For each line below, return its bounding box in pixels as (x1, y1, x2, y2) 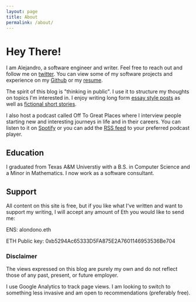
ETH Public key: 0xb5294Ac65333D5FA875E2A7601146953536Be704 (6, 237, 176, 244)
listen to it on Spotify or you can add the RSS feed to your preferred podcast (6, 125, 190, 132)
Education (6, 147, 44, 157)
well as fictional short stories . (6, 100, 77, 108)
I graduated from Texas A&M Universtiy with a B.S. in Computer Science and (6, 163, 190, 170)
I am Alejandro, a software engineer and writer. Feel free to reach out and (6, 64, 183, 71)
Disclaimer (6, 252, 37, 260)
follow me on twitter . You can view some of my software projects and (6, 71, 173, 78)
